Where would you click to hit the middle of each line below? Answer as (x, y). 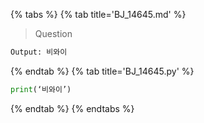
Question (53, 33)
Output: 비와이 (39, 52)
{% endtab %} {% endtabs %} (72, 108)
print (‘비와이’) (41, 89)
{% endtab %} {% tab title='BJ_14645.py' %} (102, 71)
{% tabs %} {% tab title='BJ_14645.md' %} (98, 14)
